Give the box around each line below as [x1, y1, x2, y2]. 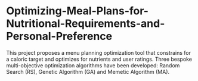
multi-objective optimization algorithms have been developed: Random [6, 61, 180, 69]
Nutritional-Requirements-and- [6, 17, 165, 30]
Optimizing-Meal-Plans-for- [6, 4, 149, 18]
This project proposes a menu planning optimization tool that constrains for [6, 49, 191, 56]
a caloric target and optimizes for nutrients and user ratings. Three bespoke [6, 55, 193, 63]
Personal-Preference [6, 30, 112, 43]
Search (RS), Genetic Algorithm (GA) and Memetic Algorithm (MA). [6, 68, 170, 75]
